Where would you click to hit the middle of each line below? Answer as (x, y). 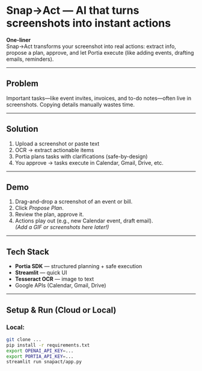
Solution (22, 129)
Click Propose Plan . (39, 208)
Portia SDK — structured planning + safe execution (78, 266)
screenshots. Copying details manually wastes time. (71, 104)
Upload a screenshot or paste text (57, 143)
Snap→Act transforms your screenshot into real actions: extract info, (91, 46)
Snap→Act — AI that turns (73, 11)
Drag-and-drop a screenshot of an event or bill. (74, 201)
